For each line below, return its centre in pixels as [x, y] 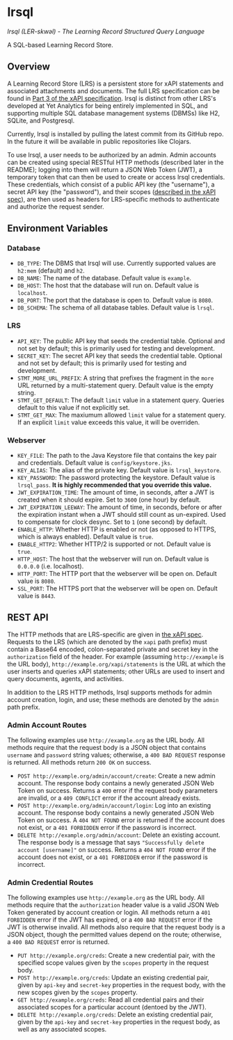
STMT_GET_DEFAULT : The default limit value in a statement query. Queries [121, 400]
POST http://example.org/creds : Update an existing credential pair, [113, 977]
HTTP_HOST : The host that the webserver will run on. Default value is [113, 559]
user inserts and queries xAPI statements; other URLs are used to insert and [116, 671]
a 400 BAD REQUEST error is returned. [58, 942]
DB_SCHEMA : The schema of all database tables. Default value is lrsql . [116, 307]
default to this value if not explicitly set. [73, 407]
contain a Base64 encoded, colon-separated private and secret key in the [113, 649]
